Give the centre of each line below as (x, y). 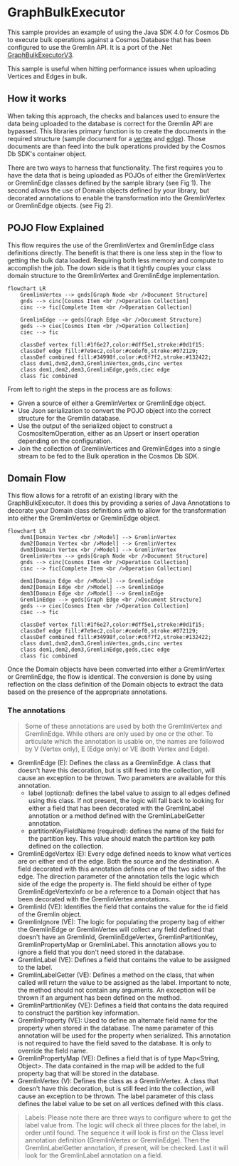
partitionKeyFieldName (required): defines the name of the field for (126, 831)
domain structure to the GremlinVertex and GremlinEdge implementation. (114, 275)
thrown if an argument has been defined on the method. (100, 997)
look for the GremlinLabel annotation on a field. (94, 1155)
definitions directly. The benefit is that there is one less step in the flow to (115, 252)
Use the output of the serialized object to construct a (95, 426)
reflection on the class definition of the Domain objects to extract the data (116, 685)
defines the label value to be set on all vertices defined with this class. (121, 1103)
